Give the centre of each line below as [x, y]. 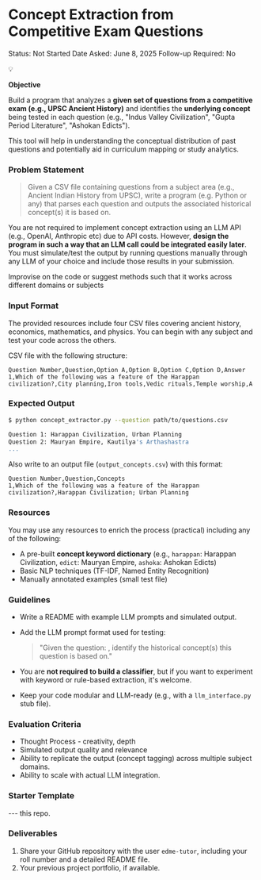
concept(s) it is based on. [69, 213]
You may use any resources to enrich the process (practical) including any [129, 530]
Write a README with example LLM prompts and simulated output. [128, 617]
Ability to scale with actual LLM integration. [90, 775]
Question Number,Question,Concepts [67, 479]
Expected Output [42, 404]
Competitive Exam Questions [106, 31]
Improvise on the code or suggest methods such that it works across [120, 277]
